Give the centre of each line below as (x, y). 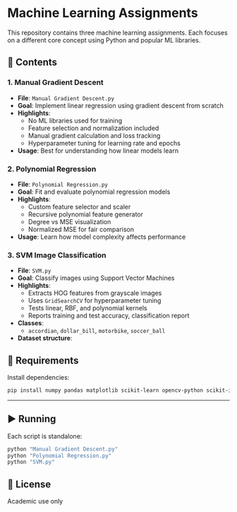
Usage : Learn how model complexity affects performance (102, 237)
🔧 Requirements (43, 360)
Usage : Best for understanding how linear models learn (98, 151)
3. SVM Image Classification (57, 255)
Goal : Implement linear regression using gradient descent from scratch (121, 105)
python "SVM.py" (31, 462)
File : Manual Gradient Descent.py (66, 98)
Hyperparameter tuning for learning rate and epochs (104, 143)
